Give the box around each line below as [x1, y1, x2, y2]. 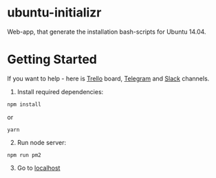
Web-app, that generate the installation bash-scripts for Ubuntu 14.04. [7, 27, 206, 36]
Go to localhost [17, 164, 61, 172]
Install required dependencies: [17, 87, 104, 96]
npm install [7, 101, 41, 108]
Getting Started [7, 52, 98, 67]
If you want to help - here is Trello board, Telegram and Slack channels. [7, 74, 210, 82]
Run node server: [17, 138, 67, 146]
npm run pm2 [7, 151, 41, 159]
